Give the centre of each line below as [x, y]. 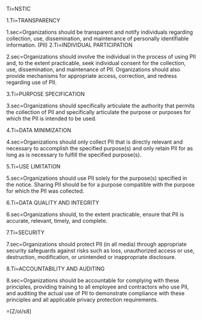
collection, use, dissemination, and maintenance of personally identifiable [97, 38]
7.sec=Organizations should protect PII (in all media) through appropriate [96, 244]
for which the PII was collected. [45, 191]
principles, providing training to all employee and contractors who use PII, [98, 287]
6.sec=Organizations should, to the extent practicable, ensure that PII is [95, 214]
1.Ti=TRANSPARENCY [33, 20]
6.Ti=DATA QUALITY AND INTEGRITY [53, 203]
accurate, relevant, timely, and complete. [57, 221]
